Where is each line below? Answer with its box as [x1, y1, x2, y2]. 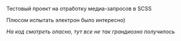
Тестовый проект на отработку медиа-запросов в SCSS [6, 5, 152, 12]
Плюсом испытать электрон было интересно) [6, 17, 126, 23]
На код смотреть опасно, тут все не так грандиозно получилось [6, 28, 175, 35]
